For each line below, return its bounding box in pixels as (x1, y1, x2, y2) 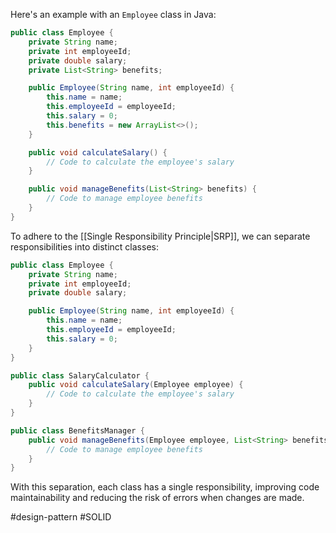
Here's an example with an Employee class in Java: (10, 9, 217, 20)
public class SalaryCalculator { (10, 370, 150, 381)
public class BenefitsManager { (10, 425, 145, 436)
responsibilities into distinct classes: (10, 240, 159, 253)
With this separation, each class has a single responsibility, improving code (10, 481, 320, 493)
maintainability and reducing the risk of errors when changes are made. (10, 492, 305, 504)
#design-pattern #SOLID (10, 511, 112, 523)
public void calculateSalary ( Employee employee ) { (28, 380, 244, 390)
